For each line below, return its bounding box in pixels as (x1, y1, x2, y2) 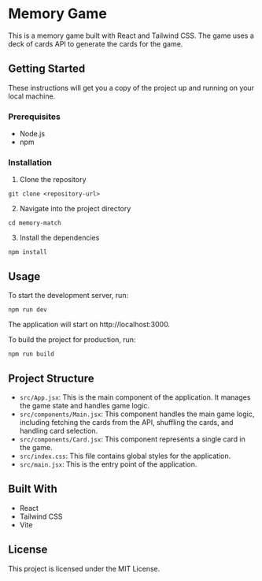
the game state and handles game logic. (19, 400, 150, 410)
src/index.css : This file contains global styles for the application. (19, 451, 231, 460)
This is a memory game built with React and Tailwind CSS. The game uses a (8, 31, 254, 40)
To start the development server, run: (8, 291, 128, 300)
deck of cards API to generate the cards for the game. (8, 39, 183, 48)
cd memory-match (8, 219, 61, 227)
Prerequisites (8, 111, 61, 122)
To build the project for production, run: (8, 335, 136, 345)
